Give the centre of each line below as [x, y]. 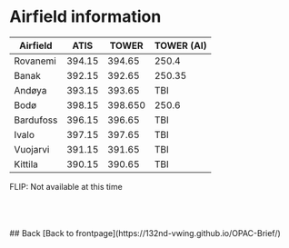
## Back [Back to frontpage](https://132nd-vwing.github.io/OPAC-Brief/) [145, 233]
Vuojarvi [32, 149]
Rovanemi [35, 61]
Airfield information [85, 17]
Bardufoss [36, 120]
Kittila [26, 164]
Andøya [30, 90]
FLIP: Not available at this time [66, 186]
